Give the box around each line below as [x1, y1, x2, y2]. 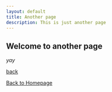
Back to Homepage [6, 80, 53, 87]
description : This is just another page [6, 19, 107, 25]
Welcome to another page [6, 41, 103, 51]
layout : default [6, 8, 46, 15]
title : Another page [6, 14, 57, 20]
